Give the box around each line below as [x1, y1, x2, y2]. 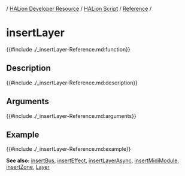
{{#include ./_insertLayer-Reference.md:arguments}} [6, 112, 137, 119]
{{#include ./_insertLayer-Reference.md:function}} [6, 45, 131, 53]
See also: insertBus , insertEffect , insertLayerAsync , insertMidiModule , [6, 157, 180, 164]
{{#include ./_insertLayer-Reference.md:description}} [6, 79, 138, 86]
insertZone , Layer [6, 163, 50, 171]
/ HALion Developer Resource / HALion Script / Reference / [6, 5, 151, 12]
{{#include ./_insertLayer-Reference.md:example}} [6, 145, 131, 153]
